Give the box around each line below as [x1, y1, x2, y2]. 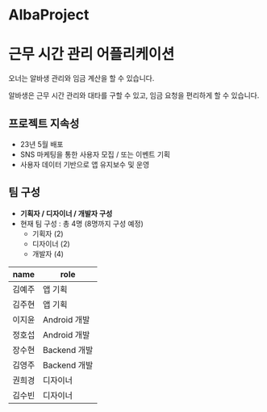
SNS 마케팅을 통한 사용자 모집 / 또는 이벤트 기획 [19, 149, 171, 159]
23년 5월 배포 [19, 139, 64, 149]
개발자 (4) [31, 249, 65, 259]
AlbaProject [8, 6, 90, 24]
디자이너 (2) [31, 238, 70, 248]
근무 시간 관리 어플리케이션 [8, 45, 175, 64]
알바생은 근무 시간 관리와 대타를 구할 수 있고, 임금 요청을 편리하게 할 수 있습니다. [8, 90, 260, 100]
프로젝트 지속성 [8, 116, 80, 130]
